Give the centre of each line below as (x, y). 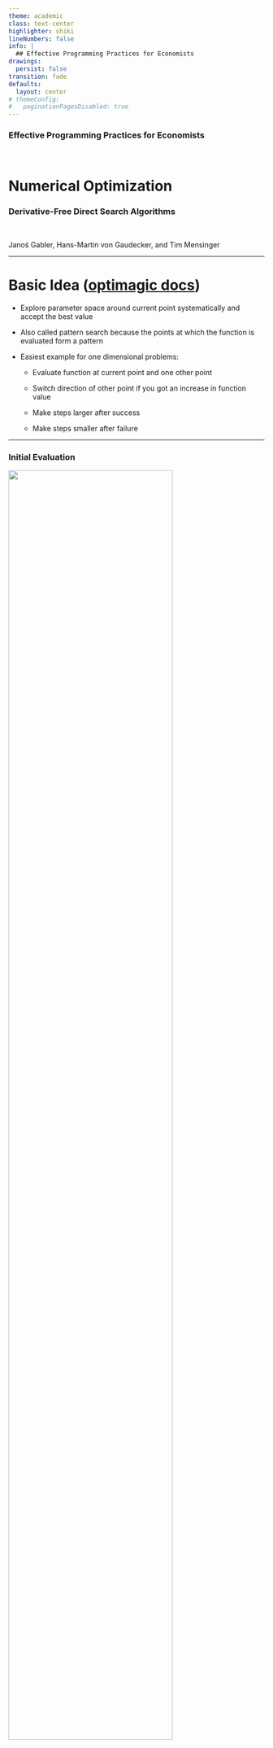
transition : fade (38, 76)
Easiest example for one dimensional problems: (99, 356)
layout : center (41, 92)
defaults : (25, 84)
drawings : (25, 62)
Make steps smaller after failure (85, 428)
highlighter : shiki (41, 31)
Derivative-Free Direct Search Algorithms (92, 211)
